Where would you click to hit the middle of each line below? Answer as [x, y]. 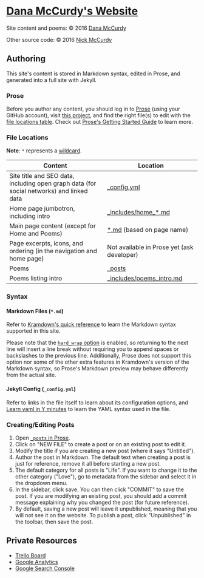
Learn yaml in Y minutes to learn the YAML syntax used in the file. [89, 409]
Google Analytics [36, 562]
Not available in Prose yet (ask [150, 247]
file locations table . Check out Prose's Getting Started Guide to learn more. [100, 122]
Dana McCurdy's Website [72, 11]
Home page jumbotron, [42, 209]
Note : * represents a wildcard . [44, 151]
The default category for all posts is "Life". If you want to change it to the [106, 470]
